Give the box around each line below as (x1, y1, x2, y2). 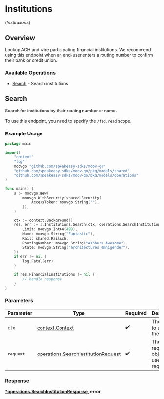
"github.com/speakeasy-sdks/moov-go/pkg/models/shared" (14, 168, 130, 173)
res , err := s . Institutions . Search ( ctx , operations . (14, 222, 123, 227)
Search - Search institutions (12, 81, 68, 87)
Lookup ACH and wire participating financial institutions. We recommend (5, 46, 151, 52)
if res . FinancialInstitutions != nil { (14, 272, 95, 277)
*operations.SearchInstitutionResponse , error (5, 389, 101, 395)
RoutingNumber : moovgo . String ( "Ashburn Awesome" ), (22, 241, 128, 245)
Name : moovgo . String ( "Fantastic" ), (22, 231, 95, 237)
